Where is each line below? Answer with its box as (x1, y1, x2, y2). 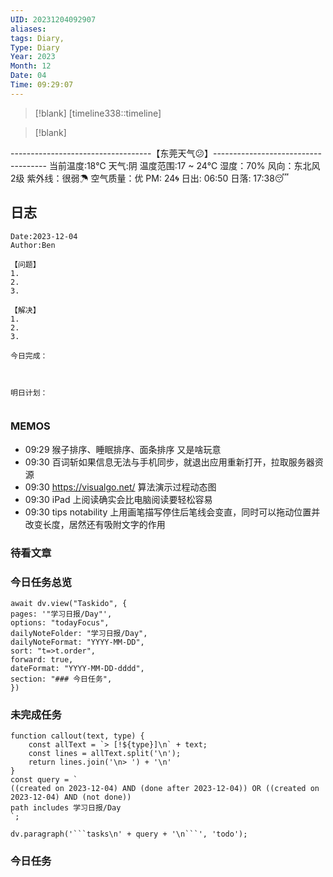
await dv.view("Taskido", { (10, 599, 128, 609)
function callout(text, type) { (10, 731, 145, 741)
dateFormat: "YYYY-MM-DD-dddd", (10, 664, 145, 674)
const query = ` (10, 775, 78, 785)
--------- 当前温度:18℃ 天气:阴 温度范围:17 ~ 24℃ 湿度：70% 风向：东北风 (10, 159, 321, 171)
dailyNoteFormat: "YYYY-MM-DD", (10, 637, 145, 648)
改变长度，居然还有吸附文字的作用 (24, 518, 166, 530)
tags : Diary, (10, 33, 65, 43)
